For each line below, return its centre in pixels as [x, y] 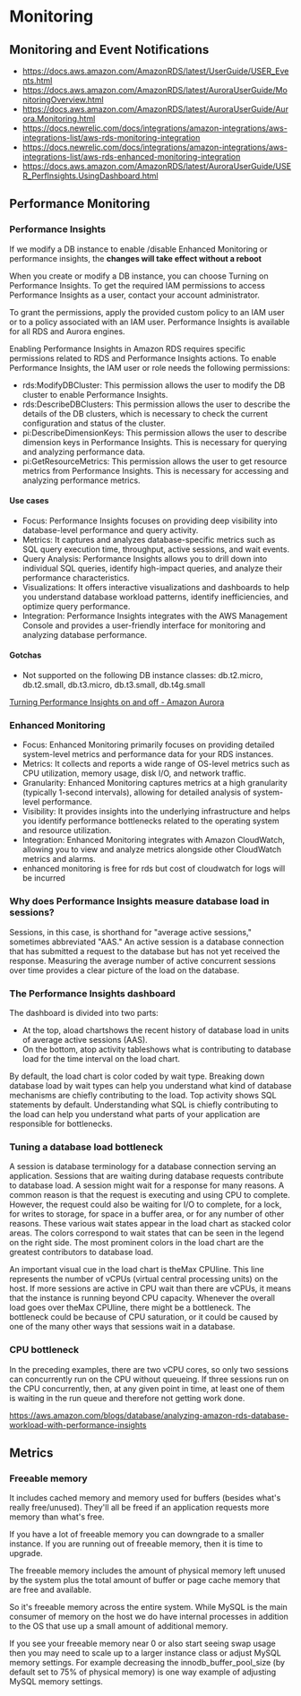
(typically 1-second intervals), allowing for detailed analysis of [136, 792]
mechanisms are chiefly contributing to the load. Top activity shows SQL [143, 1095]
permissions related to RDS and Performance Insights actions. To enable [143, 358]
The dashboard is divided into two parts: [84, 1012]
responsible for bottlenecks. [61, 1123]
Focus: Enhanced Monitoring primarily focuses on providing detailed [148, 745]
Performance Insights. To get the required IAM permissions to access [138, 285]
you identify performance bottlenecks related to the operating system [150, 821]
